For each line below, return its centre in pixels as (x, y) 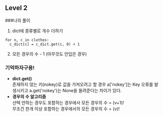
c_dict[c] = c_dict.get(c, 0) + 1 (45, 44)
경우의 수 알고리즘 (29, 97)
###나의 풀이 (18, 20)
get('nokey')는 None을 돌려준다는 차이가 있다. (77, 91)
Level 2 (16, 8)
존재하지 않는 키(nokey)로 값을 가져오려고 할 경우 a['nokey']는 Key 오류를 (82, 84)
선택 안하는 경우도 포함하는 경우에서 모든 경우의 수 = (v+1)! (68, 103)
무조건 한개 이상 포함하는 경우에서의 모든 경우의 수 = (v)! (66, 109)
